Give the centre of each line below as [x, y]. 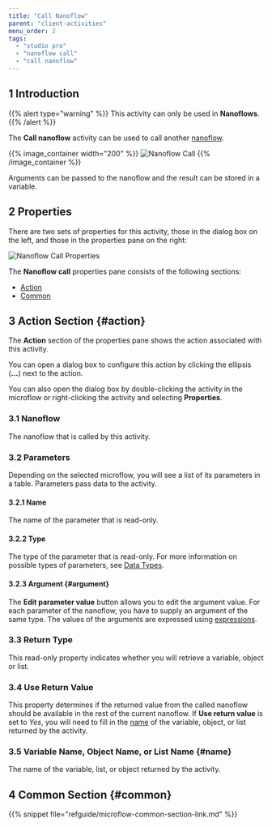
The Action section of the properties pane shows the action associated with [135, 340]
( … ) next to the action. [46, 373]
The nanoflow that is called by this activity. [80, 436]
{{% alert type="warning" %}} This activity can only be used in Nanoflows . [134, 113]
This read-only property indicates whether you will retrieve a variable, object [136, 658]
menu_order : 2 [32, 31]
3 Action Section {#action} [77, 321]
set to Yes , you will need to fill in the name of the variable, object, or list [127, 723]
